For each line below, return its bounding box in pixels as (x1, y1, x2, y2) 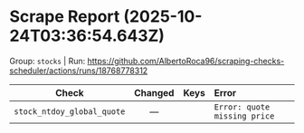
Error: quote (214, 101, 271, 112)
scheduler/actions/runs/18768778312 (9, 65, 148, 76)
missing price (214, 110, 275, 121)
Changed (134, 86, 175, 99)
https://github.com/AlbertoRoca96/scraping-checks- (87, 55, 285, 66)
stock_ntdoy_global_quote (14, 106, 126, 117)
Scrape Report (9, 6, 120, 27)
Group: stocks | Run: (9, 55, 86, 66)
